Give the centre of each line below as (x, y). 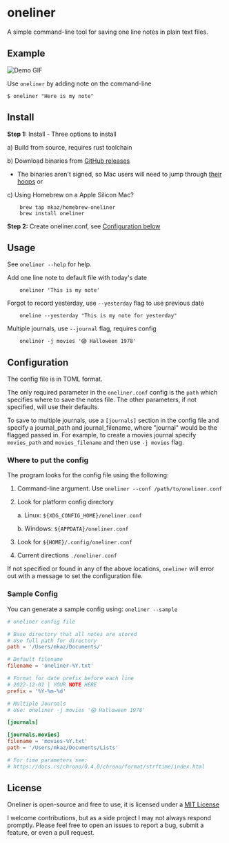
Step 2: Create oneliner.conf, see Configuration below (84, 226)
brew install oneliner (52, 213)
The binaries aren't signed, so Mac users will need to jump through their (119, 174)
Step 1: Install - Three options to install (62, 134)
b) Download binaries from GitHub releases (69, 161)
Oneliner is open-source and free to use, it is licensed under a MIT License (113, 804)
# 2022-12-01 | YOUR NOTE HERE (52, 684)
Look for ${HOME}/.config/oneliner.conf (75, 542)
